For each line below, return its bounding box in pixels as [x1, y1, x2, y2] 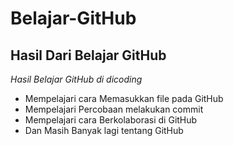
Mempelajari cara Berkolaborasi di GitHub [24, 114, 198, 126]
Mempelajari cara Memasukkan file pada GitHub [24, 93, 224, 104]
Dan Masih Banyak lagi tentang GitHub [24, 125, 184, 136]
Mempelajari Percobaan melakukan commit [24, 103, 204, 115]
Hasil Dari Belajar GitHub [10, 47, 167, 64]
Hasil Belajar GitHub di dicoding [10, 73, 143, 85]
